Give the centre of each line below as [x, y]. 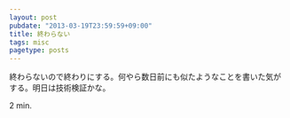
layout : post [33, 17]
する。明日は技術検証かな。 [60, 88]
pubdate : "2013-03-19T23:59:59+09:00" [81, 26]
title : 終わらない [40, 34]
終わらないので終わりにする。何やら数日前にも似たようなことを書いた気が [145, 77]
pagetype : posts [39, 51]
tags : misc [29, 42]
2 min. [21, 106]
